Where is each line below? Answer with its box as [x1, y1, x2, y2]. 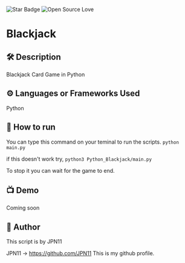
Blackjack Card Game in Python [6, 71, 85, 78]
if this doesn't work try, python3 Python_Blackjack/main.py [6, 155, 152, 162]
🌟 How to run [6, 122, 56, 133]
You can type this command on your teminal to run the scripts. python [6, 138, 180, 145]
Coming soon [6, 204, 40, 211]
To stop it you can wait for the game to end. [6, 167, 115, 174]
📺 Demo [6, 185, 39, 196]
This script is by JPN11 [6, 238, 62, 245]
